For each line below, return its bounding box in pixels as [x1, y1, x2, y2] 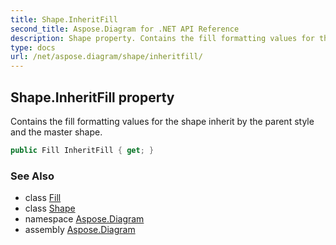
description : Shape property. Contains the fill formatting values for [10, 33, 315, 43]
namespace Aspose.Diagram [24, 213, 145, 225]
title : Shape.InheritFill [10, 14, 118, 25]
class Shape [24, 202, 76, 215]
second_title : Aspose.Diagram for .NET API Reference [10, 24, 240, 34]
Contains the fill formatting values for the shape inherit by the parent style [10, 115, 315, 127]
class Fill [24, 192, 62, 204]
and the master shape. [10, 126, 103, 138]
